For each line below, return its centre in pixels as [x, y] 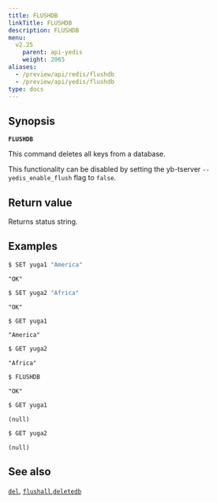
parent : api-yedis [52, 52]
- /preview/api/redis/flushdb [65, 74]
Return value [40, 202]
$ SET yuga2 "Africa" [44, 293]
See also [30, 472]
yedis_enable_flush [40, 179]
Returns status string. [43, 221]
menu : [17, 38]
